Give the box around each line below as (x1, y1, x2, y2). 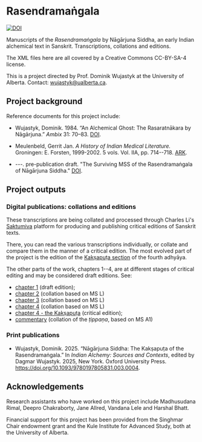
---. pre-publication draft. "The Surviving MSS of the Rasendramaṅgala (15, 160, 193, 168)
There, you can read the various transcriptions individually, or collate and (6, 241, 189, 248)
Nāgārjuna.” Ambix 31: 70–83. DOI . (15, 130, 102, 137)
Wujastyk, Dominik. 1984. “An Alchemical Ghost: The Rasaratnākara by (15, 124, 192, 131)
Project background (6, 96, 83, 107)
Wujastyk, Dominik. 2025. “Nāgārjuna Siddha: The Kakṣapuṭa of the (15, 345, 184, 352)
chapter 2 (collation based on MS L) (15, 290, 105, 297)
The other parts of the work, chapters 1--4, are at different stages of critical (6, 265, 195, 273)
